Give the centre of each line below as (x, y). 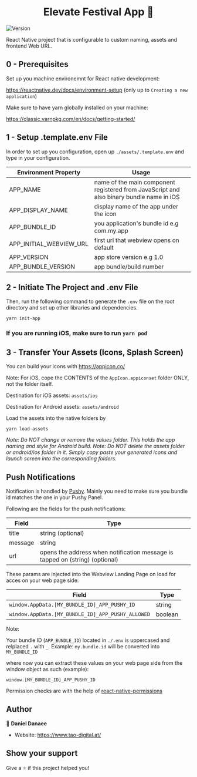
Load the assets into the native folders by (56, 418)
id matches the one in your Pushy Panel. (55, 497)
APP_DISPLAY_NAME (39, 210)
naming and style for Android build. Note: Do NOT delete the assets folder (96, 446)
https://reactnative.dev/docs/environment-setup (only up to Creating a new (97, 90)
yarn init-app (23, 319)
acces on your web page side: (43, 580)
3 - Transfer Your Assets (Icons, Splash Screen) (95, 352)
